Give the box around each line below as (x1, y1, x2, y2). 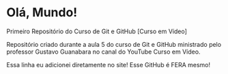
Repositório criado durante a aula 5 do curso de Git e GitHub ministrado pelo (6, 40, 222, 48)
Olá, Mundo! (6, 5, 78, 20)
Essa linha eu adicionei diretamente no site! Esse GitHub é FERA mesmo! (6, 60, 211, 69)
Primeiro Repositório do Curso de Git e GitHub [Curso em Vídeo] (6, 27, 187, 35)
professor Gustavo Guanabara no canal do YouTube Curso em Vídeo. (6, 48, 201, 56)
